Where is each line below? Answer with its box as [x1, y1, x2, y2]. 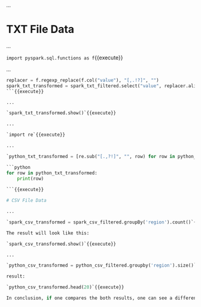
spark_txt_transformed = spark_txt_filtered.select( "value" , [6, 83, 162, 89]
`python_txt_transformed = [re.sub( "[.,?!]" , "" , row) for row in [6, 153, 175, 159]
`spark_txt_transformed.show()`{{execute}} [6, 110, 117, 116]
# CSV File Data [6, 198, 47, 204]
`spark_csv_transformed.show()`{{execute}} [6, 241, 117, 247]
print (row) [17, 175, 44, 181]
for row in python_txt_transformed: [6, 170, 98, 176]
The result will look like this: [6, 230, 90, 236]
